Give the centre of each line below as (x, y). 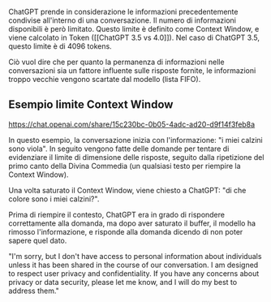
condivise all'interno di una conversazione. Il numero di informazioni (123, 20)
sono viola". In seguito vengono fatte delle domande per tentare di (119, 149)
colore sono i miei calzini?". (54, 199)
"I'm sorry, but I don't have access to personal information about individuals (135, 256)
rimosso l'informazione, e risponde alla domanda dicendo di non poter (126, 231)
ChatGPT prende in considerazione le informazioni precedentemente (123, 12)
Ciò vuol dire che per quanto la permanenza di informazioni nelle (116, 62)
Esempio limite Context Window (91, 105)
